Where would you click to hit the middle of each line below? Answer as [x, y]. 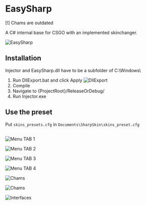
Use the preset [29, 112]
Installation [23, 58]
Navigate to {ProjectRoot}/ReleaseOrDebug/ [58, 91]
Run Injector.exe [29, 96]
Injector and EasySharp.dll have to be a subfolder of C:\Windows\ [73, 70]
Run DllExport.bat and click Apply [47, 80]
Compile [21, 85]
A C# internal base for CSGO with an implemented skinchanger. [71, 32]
